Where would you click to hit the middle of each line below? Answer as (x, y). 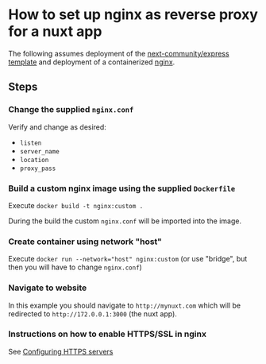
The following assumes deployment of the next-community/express (119, 53)
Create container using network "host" (85, 242)
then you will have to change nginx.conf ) (75, 267)
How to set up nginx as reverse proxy (133, 15)
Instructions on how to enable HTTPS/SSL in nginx (107, 334)
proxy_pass (38, 168)
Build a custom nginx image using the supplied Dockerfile (122, 188)
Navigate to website (48, 288)
